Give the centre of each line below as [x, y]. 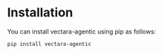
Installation [40, 13]
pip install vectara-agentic [49, 44]
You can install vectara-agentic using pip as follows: [81, 31]
